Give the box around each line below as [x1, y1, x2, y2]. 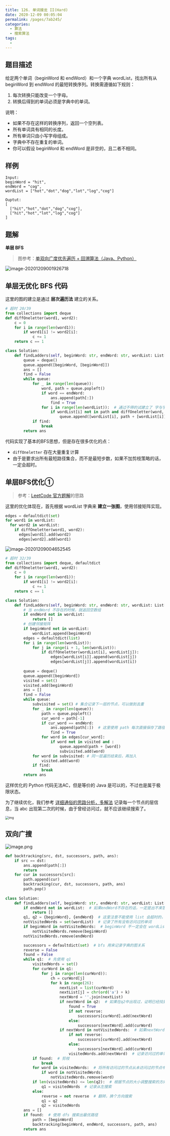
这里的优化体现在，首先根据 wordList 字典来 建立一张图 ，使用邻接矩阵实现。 [5, 503, 164, 509]
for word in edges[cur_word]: [41, 735, 105, 740]
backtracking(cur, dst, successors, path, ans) [23, 882, 125, 887]
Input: [5, 175, 19, 181]
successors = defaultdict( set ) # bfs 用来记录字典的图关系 [23, 943, 145, 948]
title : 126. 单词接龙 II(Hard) [5, 7, 68, 13]
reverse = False [23, 947, 58, 952]
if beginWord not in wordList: [23, 626, 90, 631]
